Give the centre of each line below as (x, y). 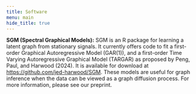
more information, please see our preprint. (59, 85)
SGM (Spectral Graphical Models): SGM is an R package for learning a (95, 40)
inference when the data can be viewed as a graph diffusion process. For (98, 78)
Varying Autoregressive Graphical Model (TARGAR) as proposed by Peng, (98, 59)
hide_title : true (28, 23)
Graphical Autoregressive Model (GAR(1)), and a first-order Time (101, 53)
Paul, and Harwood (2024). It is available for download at (77, 66)
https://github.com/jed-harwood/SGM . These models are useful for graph (98, 72)
